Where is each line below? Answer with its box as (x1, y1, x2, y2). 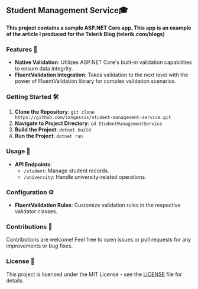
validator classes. (14, 208, 58, 215)
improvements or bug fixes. (6, 242, 73, 249)
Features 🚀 (6, 45, 38, 53)
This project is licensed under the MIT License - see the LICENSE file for (6, 271, 182, 278)
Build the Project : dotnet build (14, 126, 92, 133)
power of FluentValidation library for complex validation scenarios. (14, 78, 176, 85)
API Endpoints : (14, 160, 52, 168)
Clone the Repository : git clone (14, 108, 95, 115)
